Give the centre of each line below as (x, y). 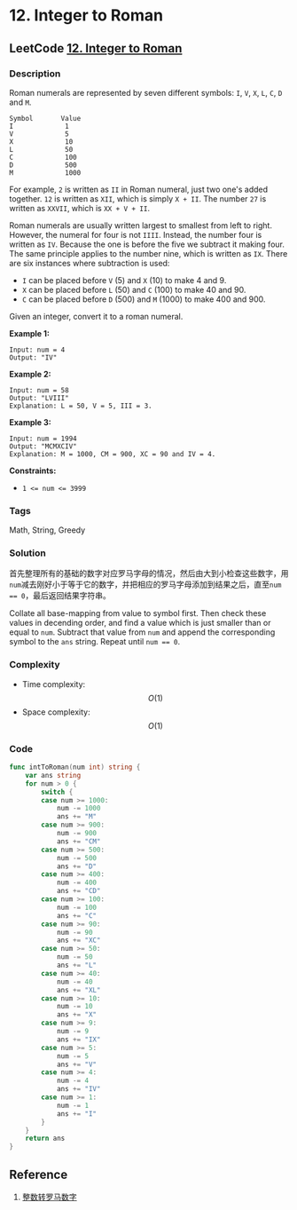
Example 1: (30, 333)
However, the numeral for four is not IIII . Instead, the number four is (136, 234)
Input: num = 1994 (43, 439)
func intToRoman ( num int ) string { (75, 767)
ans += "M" (77, 817)
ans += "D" (77, 866)
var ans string (53, 775)
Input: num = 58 (39, 390)
